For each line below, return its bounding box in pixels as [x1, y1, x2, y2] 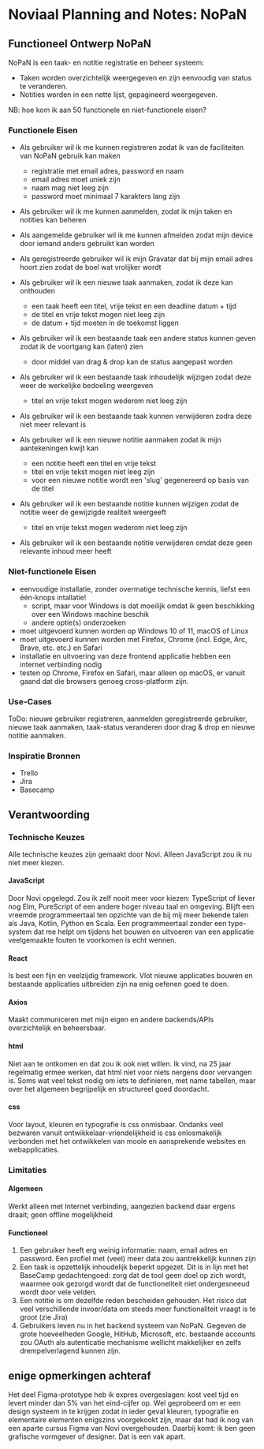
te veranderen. [19, 81, 68, 91]
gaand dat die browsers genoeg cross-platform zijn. [19, 676, 189, 685]
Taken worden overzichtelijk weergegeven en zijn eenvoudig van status [19, 73, 252, 82]
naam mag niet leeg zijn [31, 183, 109, 192]
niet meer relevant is [19, 420, 87, 429]
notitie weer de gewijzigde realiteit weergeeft [19, 507, 167, 517]
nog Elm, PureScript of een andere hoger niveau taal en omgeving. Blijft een [8, 902, 255, 912]
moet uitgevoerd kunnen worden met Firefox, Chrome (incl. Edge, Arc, [19, 634, 248, 644]
